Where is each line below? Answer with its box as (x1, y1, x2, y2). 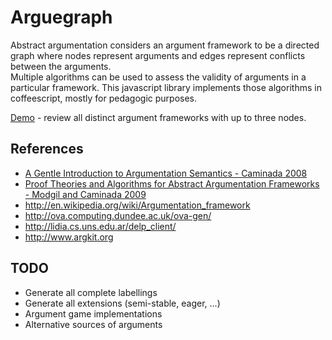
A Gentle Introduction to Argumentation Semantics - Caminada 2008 (24, 167, 308, 179)
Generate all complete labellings (24, 286, 158, 298)
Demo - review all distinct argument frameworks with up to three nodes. (10, 111, 307, 123)
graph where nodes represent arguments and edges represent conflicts (10, 49, 306, 61)
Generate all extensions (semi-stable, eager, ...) (24, 297, 221, 309)
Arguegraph (10, 6, 113, 29)
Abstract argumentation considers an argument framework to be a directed (10, 39, 320, 51)
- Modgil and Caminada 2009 (24, 188, 147, 200)
